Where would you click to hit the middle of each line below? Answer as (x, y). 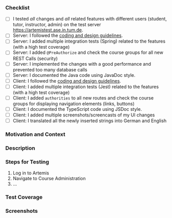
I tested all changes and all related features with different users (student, (90, 19)
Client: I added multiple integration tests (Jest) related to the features (86, 87)
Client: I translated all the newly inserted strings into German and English (90, 121)
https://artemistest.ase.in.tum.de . (48, 30)
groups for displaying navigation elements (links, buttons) (74, 104)
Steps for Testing (27, 162)
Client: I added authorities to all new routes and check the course (83, 98)
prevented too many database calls (50, 70)
